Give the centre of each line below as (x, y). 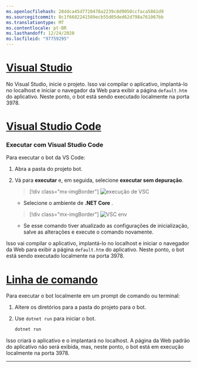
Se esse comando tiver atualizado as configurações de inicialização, (106, 226)
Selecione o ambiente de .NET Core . (68, 203)
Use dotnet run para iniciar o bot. (55, 319)
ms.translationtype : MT (35, 22)
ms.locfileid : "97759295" (38, 39)
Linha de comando (52, 280)
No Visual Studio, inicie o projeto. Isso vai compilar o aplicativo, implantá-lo (97, 84)
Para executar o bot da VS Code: (46, 158)
